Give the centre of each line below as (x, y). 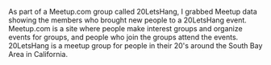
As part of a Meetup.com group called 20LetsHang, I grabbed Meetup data (133, 12)
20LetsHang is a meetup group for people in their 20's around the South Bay (135, 46)
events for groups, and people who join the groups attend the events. (123, 37)
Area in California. (38, 54)
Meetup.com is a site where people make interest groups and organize (126, 28)
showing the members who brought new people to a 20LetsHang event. (128, 20)
